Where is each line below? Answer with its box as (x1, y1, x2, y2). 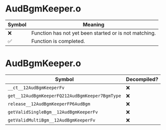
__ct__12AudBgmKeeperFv (8, 84, 65, 90)
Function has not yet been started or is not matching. (31, 29, 156, 36)
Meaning (82, 21, 105, 28)
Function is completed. (31, 37, 86, 44)
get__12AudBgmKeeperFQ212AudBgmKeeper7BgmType (8, 93, 122, 98)
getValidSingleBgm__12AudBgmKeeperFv (8, 109, 98, 115)
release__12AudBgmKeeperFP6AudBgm (8, 101, 91, 106)
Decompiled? (126, 75, 158, 82)
